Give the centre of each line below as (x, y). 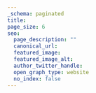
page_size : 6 (26, 27)
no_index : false (37, 79)
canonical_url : (36, 46)
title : (17, 20)
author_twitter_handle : (48, 66)
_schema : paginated (36, 14)
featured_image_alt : (43, 59)
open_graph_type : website (52, 72)
